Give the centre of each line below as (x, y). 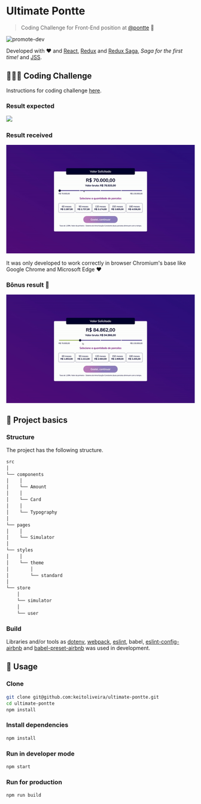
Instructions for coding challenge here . (54, 90)
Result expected (31, 106)
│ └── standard (34, 575)
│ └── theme (25, 563)
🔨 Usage (22, 667)
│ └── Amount (26, 487)
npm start (19, 767)
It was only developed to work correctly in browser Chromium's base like (96, 263)
